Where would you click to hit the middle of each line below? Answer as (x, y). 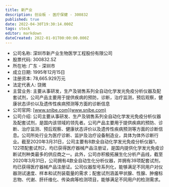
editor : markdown (23, 33)
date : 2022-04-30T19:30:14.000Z (39, 24)
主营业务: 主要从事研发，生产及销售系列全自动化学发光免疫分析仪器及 (84, 91)
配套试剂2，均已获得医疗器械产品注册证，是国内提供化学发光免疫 (92, 148)
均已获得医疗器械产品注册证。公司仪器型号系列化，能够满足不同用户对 (86, 167)
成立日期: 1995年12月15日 (39, 72)
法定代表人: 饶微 (29, 84)
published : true (22, 19)
